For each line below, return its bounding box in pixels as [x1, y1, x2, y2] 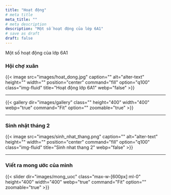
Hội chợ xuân [5, 62, 39, 69]
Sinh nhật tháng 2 [5, 122, 50, 129]
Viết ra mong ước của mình [5, 162, 73, 169]
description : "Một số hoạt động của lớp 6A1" [5, 26, 103, 31]
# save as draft [5, 31, 40, 36]
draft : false [5, 36, 33, 41]
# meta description [5, 21, 47, 27]
